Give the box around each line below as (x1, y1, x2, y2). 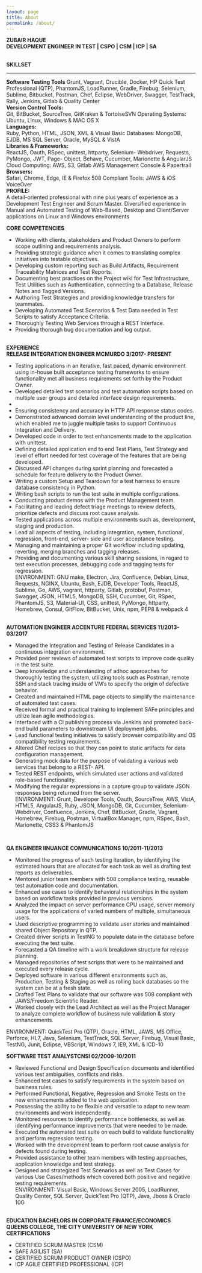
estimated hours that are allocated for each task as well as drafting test (14, 863, 191, 870)
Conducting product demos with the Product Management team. (14, 497, 176, 504)
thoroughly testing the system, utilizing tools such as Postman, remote (14, 674, 189, 681)
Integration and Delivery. (14, 426, 76, 434)
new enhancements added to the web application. (14, 1096, 139, 1104)
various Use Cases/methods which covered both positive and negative (14, 1173, 191, 1181)
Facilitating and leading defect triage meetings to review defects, (14, 503, 176, 510)
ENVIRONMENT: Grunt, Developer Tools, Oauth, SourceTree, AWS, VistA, (14, 795, 196, 803)
